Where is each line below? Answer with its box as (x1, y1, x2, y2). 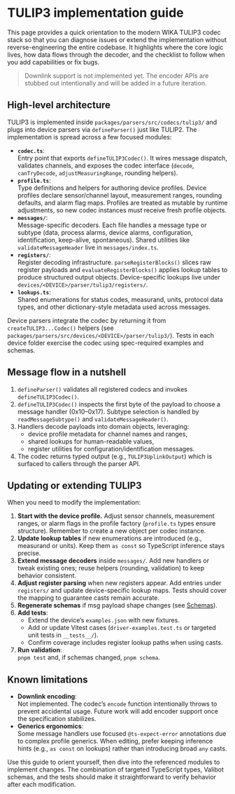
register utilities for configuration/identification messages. (27, 444, 195, 453)
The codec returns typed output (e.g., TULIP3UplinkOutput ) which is (17, 452, 212, 460)
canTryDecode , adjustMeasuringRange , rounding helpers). (17, 168, 178, 177)
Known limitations (7, 673, 88, 685)
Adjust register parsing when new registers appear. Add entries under (17, 579, 222, 587)
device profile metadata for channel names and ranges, (27, 430, 187, 438)
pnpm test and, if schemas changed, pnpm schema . (17, 653, 161, 662)
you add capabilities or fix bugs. (7, 57, 100, 66)
